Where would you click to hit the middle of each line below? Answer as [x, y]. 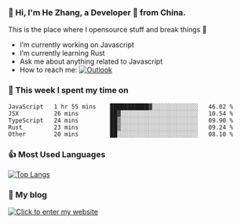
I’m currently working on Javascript [77, 45]
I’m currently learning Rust [62, 53]
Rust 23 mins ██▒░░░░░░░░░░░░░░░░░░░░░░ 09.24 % [121, 127]
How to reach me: [48, 70]
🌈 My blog [27, 194]
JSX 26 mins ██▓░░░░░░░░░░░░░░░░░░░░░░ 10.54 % [121, 113]
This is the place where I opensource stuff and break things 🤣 [108, 30]
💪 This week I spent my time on [69, 90]
